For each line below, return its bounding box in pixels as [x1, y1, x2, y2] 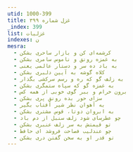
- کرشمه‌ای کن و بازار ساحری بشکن [13, 50, 112, 57]
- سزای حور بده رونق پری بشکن [13, 95, 102, 102]
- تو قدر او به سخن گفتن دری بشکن [13, 134, 115, 141]
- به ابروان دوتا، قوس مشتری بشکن [13, 108, 115, 115]
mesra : [7, 43, 27, 50]
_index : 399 [7, 23, 42, 30]
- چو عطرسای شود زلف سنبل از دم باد [13, 114, 121, 121]
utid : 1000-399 [7, 10, 52, 18]
